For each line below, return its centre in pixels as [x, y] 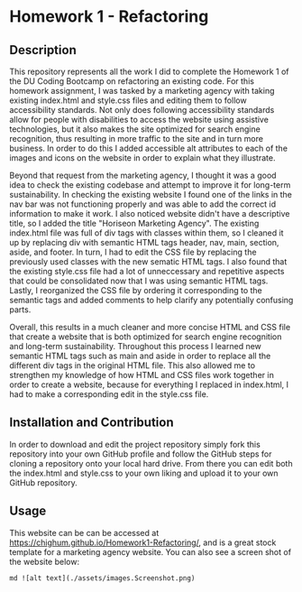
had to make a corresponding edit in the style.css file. [109, 394]
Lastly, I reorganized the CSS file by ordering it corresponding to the [136, 290]
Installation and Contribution [92, 423]
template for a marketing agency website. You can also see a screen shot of [150, 551]
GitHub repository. [44, 482]
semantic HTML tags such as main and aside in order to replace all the [140, 356]
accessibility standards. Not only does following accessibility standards [142, 110]
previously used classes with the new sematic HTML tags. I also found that [148, 262]
